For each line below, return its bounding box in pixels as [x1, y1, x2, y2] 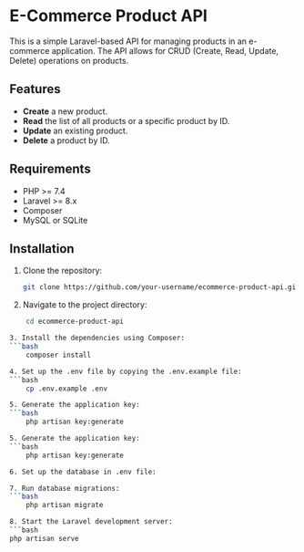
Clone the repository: [22, 266, 103, 276]
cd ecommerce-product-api [25, 317, 125, 327]
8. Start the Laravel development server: [9, 517, 173, 526]
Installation [9, 241, 75, 256]
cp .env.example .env [25, 384, 107, 393]
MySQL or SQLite [22, 214, 88, 225]
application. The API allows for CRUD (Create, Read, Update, [51, 45, 279, 56]
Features [9, 81, 61, 97]
